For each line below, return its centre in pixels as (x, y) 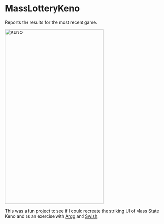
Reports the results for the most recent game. (51, 22)
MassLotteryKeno (42, 9)
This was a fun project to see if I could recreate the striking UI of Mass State (82, 211)
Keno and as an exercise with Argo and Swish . (52, 216)
